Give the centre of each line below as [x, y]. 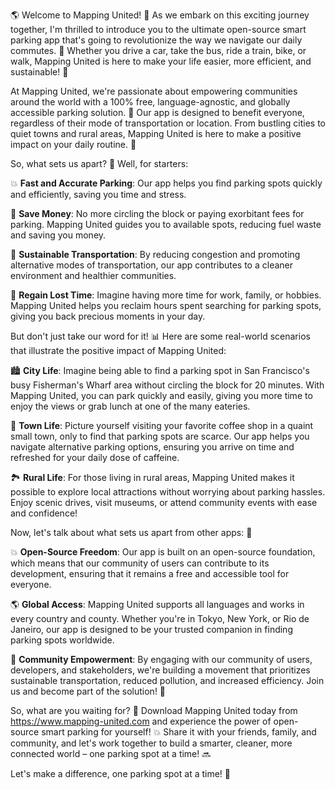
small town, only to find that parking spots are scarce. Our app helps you [160, 436]
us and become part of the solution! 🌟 [88, 691]
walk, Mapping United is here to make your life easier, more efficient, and [161, 61]
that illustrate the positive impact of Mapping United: [118, 350]
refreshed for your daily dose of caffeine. [95, 457]
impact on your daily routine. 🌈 [73, 144]
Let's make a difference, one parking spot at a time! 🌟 [121, 773]
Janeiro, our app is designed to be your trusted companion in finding [151, 629]
